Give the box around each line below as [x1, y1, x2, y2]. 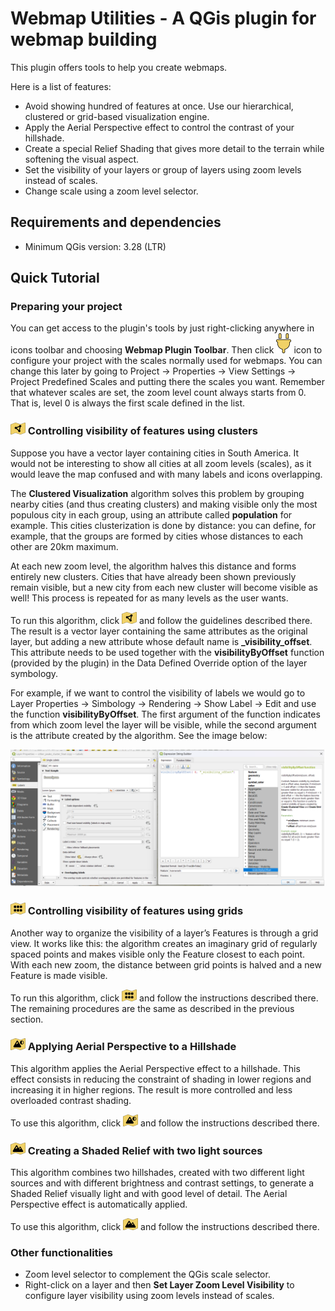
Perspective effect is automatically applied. [10, 1198, 188, 1211]
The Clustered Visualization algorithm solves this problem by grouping [10, 487, 305, 499]
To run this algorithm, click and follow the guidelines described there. [10, 614, 313, 626]
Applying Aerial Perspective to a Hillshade [27, 1040, 237, 1054]
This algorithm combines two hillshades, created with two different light [10, 1167, 305, 1179]
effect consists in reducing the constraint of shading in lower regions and [10, 1073, 312, 1085]
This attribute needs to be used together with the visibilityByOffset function [10, 646, 325, 658]
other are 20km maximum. [10, 540, 119, 552]
